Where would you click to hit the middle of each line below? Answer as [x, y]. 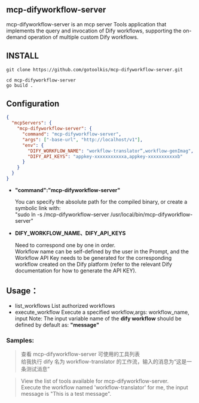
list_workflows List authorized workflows [65, 305]
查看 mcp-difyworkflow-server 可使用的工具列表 [80, 354]
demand [16, 37]
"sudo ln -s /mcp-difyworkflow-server [62, 214]
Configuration [33, 104]
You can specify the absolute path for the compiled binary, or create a [101, 201]
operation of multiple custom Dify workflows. [83, 37]
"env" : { [33, 145]
